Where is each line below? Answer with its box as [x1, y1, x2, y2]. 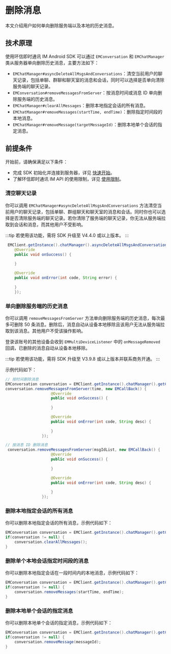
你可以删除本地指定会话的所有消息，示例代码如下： [5, 520, 112, 526]
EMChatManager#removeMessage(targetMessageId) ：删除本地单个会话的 [12, 121, 158, 127]
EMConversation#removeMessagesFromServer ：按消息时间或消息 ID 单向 [12, 90, 158, 96]
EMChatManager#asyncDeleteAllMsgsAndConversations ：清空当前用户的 [12, 70, 158, 76]
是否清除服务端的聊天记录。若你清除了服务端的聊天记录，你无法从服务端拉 [9, 215, 166, 221]
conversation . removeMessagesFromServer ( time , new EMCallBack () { [5, 386, 147, 391]
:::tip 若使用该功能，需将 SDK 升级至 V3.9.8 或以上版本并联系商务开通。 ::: [5, 356, 160, 362]
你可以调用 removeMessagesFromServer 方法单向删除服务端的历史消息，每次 [5, 315, 161, 321]
